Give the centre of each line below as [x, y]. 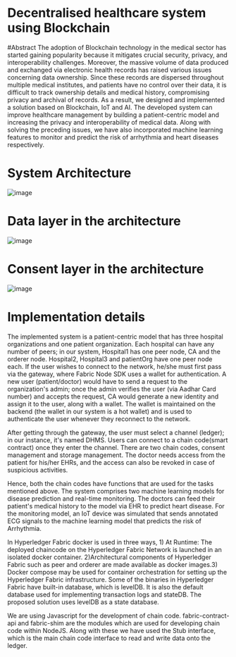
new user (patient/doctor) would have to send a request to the [98, 381]
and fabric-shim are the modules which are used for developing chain [119, 623]
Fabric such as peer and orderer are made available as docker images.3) [113, 564]
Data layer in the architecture [94, 221]
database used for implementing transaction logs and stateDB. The [105, 594]
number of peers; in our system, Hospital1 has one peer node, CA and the [114, 351]
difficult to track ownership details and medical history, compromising [108, 92]
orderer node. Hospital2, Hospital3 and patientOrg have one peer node [110, 359]
